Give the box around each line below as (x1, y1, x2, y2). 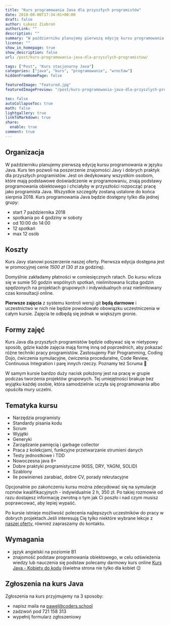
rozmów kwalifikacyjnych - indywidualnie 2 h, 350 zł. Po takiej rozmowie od (5, 489, 163, 495)
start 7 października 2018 (12, 209, 66, 215)
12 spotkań (12, 225, 35, 231)
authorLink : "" (5, 26, 37, 31)
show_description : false (5, 50, 58, 55)
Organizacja (5, 148, 45, 157)
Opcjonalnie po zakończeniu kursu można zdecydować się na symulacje (5, 484, 156, 490)
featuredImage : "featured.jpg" (5, 82, 71, 88)
